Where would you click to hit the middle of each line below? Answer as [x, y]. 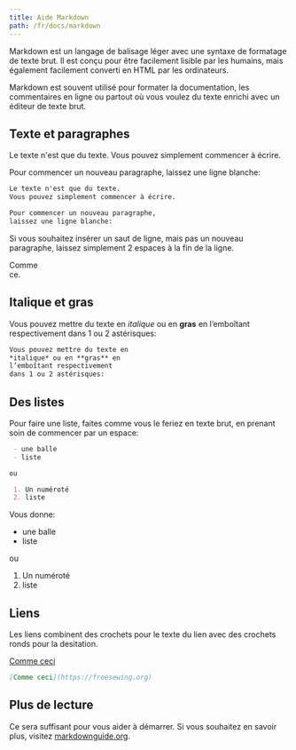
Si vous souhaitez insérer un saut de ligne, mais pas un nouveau [126, 238]
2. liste [29, 498]
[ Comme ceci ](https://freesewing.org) [81, 678]
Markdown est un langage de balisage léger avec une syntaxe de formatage [148, 51]
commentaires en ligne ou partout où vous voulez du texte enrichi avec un [144, 96]
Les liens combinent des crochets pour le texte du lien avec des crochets [143, 634]
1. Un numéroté [41, 490]
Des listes [37, 402]
